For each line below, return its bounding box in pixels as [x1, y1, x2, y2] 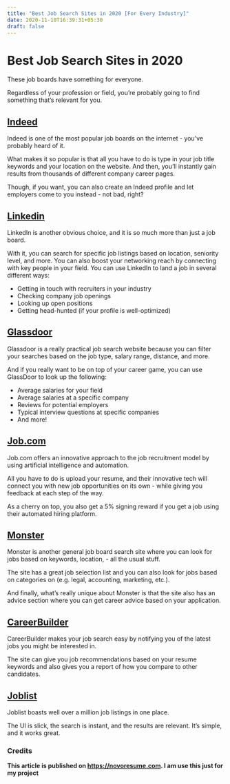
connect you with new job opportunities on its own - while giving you [7, 482, 203, 490]
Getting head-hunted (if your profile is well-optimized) [17, 306, 171, 314]
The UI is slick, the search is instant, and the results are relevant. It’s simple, [7, 721, 222, 730]
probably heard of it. [7, 142, 65, 150]
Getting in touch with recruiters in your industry [17, 284, 151, 293]
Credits [7, 745, 32, 755]
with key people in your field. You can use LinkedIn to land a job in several [7, 263, 217, 272]
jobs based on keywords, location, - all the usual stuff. [7, 555, 160, 564]
